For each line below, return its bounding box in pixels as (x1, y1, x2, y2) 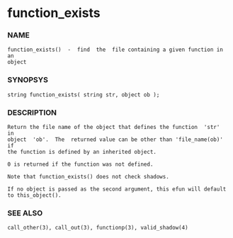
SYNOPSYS (7, 75, 48, 85)
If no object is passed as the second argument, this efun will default (7, 186, 227, 193)
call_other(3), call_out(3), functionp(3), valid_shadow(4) (7, 225, 189, 232)
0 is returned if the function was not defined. (7, 161, 154, 168)
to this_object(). (7, 192, 62, 199)
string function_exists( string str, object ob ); (7, 91, 160, 98)
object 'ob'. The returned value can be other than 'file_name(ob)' (7, 136, 223, 143)
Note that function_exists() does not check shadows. (7, 174, 170, 181)
